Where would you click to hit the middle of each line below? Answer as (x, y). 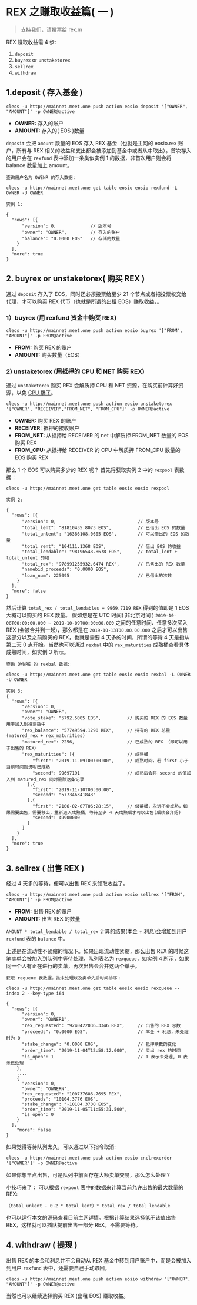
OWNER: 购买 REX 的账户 (45, 421)
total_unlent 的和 (28, 558)
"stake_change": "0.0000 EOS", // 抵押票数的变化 (99, 1044)
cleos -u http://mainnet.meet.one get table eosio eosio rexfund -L (92, 188)
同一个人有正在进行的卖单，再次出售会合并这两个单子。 (73, 965)
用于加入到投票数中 (26, 725)
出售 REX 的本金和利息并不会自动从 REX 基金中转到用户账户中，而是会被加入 (99, 1260)
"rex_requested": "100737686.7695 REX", (72, 1094)
